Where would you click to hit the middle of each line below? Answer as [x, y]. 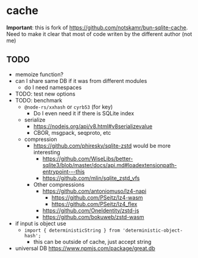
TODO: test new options [45, 94]
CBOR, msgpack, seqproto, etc [72, 132]
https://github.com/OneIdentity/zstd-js [91, 210]
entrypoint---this [64, 171]
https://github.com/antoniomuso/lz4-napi [94, 191]
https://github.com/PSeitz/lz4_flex [94, 204]
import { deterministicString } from [72, 230]
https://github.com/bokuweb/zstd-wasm [93, 217]
